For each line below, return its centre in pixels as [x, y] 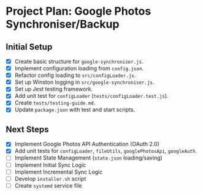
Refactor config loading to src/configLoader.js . [75, 75]
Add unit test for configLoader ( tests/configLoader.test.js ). [92, 96]
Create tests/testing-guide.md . [55, 103]
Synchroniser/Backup [63, 24]
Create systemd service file [48, 185]
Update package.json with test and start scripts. [75, 110]
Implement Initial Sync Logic [50, 165]
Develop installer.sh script [50, 178]
